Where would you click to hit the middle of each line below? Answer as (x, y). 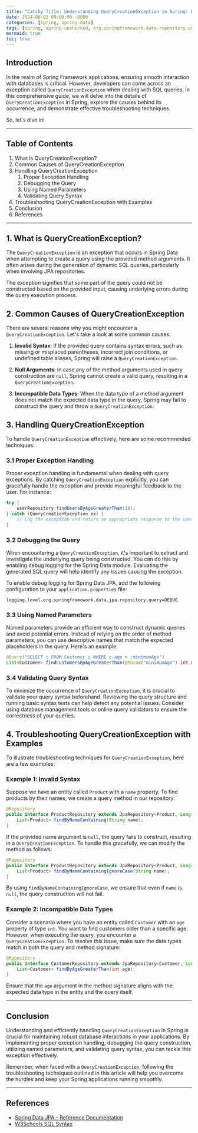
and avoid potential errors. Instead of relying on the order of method (89, 634)
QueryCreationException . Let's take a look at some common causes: (88, 334)
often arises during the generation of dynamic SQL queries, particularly (93, 265)
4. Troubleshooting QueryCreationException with (98, 734)
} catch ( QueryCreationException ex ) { (55, 514)
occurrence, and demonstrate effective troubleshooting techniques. (88, 108)
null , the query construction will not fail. (55, 894)
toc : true (18, 39)
